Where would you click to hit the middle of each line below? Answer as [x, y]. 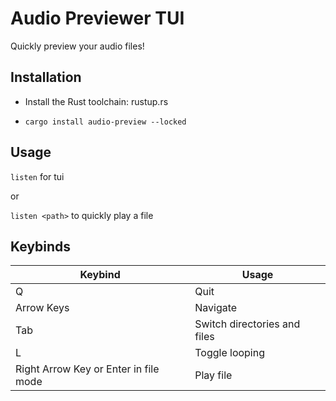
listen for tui [37, 176]
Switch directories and [247, 324]
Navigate [216, 308]
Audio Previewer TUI [97, 18]
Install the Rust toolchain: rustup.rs [96, 101]
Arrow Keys [42, 308]
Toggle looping [229, 353]
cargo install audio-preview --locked [105, 122]
